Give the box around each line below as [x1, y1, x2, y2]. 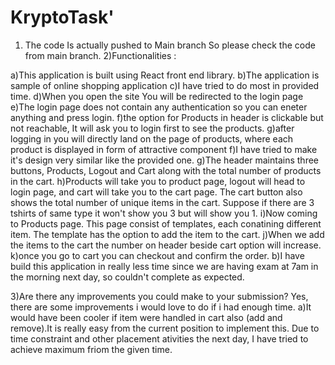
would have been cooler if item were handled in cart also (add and [10, 311, 283, 323]
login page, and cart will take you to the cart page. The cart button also [10, 186, 303, 198]
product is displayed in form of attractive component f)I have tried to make [10, 143, 318, 155]
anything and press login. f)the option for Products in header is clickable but [10, 111, 324, 123]
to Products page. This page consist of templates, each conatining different [10, 217, 322, 230]
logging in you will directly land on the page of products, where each [10, 132, 294, 145]
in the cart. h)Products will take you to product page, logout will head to [10, 175, 306, 187]
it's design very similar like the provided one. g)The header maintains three [10, 154, 319, 166]
